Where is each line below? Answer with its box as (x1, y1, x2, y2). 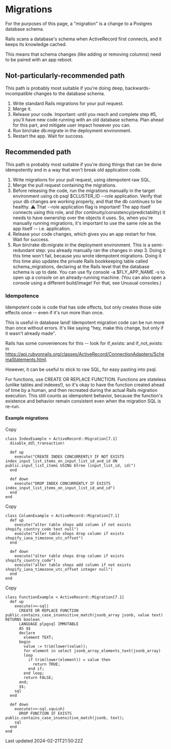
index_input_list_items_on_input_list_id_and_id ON (5, 459, 117, 464)
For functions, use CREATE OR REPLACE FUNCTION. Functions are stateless (5, 376, 166, 382)
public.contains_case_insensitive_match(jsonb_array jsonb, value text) (5, 613, 163, 618)
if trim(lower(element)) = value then (28, 658, 111, 663)
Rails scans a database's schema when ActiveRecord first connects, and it (5, 36, 162, 42)
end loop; (23, 671, 44, 676)
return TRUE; (32, 662, 60, 667)
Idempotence (5, 292, 39, 299)
